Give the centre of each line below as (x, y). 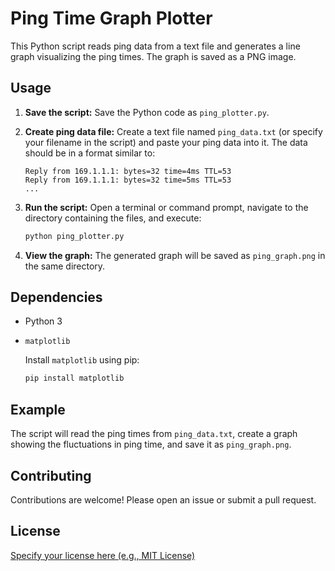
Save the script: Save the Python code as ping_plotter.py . (147, 112)
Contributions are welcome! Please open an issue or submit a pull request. (163, 499)
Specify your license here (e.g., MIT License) (103, 555)
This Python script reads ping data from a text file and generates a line (155, 46)
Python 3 (43, 321)
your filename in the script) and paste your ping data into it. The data (166, 142)
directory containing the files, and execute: (113, 218)
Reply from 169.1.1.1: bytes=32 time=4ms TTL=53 (128, 171)
